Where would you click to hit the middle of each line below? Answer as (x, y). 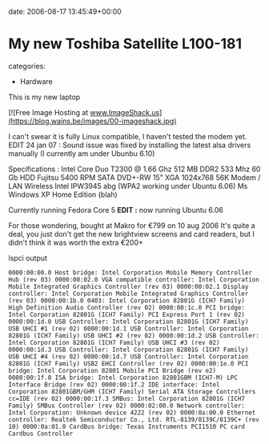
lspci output (28, 258)
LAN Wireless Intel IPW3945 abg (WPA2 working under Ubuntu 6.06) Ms (128, 186)
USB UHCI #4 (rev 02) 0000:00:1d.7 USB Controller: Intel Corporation (128, 356)
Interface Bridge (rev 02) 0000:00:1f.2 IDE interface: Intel (114, 384)
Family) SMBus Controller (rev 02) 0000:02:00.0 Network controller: (127, 406)
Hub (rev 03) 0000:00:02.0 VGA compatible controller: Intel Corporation (134, 279)
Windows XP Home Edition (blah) (63, 194)
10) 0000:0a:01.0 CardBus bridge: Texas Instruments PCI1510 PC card (127, 426)
